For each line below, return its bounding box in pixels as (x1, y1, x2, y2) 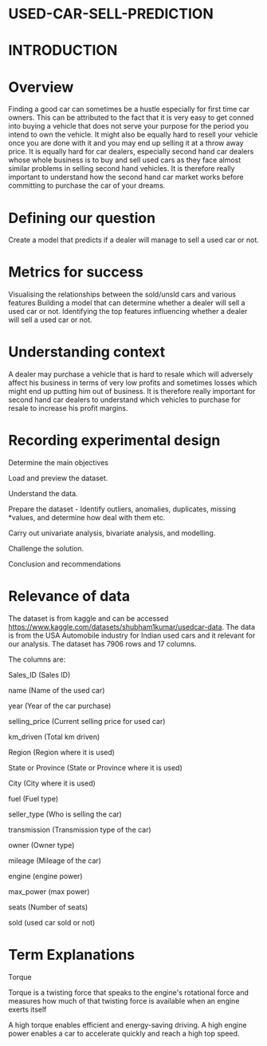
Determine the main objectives (8, 458, 109, 467)
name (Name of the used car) (8, 686, 105, 695)
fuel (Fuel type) (8, 794, 59, 803)
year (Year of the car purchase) (8, 701, 112, 710)
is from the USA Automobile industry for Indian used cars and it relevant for (8, 630, 256, 640)
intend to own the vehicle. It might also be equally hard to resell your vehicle (8, 129, 258, 140)
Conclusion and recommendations (8, 559, 121, 569)
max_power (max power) (8, 887, 90, 896)
